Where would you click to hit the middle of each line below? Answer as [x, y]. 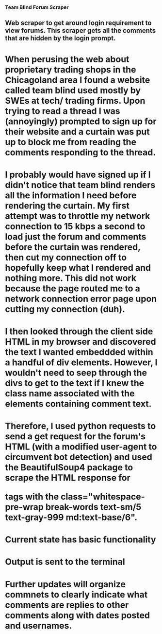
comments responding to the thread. [81, 152]
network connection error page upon [81, 299]
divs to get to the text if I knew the [75, 383]
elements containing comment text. [78, 404]
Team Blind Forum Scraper [37, 7]
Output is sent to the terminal [65, 562]
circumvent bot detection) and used [79, 457]
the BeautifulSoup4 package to [69, 468]
